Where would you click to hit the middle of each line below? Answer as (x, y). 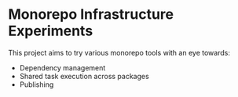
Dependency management (62, 67)
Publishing (37, 84)
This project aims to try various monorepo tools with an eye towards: (119, 52)
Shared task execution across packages (84, 76)
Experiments (51, 31)
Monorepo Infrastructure (91, 14)
